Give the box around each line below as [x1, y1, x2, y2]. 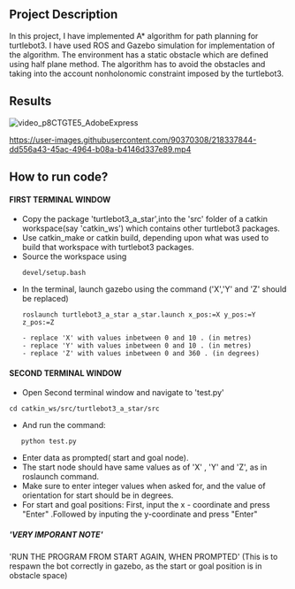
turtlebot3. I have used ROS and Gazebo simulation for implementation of [9, 40, 276, 50]
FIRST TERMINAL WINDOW [9, 194, 111, 204]
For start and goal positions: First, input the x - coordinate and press [21, 500, 271, 510]
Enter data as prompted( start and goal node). [21, 453, 189, 463]
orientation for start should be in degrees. [21, 490, 174, 501]
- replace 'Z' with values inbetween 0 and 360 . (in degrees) [21, 349, 261, 358]
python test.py [20, 437, 77, 446]
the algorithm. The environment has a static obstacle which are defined [9, 49, 269, 60]
